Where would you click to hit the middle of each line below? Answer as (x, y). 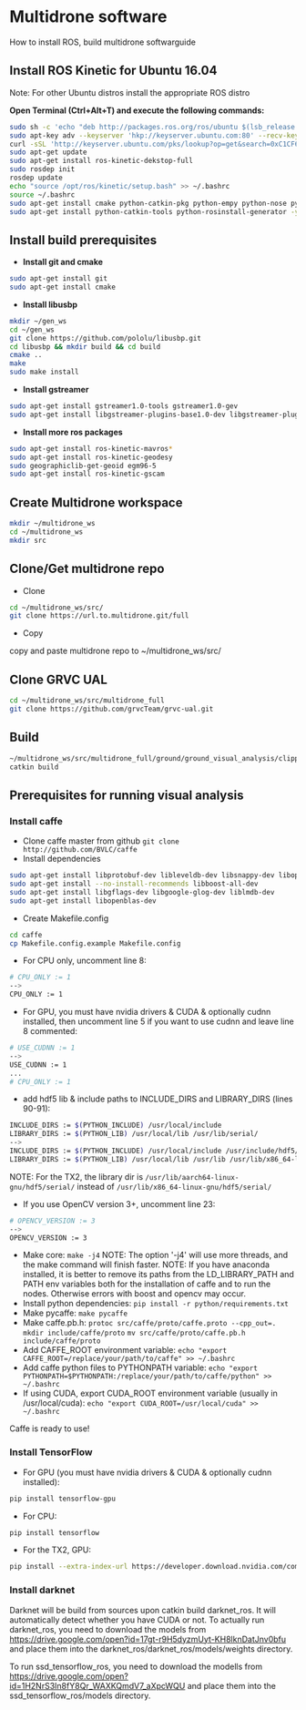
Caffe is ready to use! (50, 1428)
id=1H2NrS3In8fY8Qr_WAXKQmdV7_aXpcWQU (97, 1685)
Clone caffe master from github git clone (101, 841)
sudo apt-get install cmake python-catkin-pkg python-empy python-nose (148, 203)
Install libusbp (50, 304)
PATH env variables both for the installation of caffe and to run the (147, 1284)
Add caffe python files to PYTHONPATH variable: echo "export (140, 1367)
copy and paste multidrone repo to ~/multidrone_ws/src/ (115, 651)
